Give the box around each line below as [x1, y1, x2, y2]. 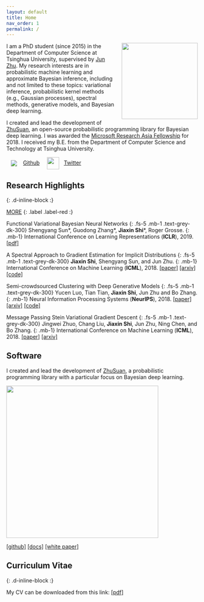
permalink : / [6, 26, 39, 32]
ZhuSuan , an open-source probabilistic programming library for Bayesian [6, 126, 189, 133]
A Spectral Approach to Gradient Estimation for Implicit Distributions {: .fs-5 [6, 251, 195, 259]
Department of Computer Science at [6, 49, 97, 57]
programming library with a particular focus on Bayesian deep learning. [6, 373, 185, 381]
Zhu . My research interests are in [6, 62, 89, 69]
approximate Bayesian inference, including [6, 75, 113, 82]
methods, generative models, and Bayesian [6, 101, 114, 108]
